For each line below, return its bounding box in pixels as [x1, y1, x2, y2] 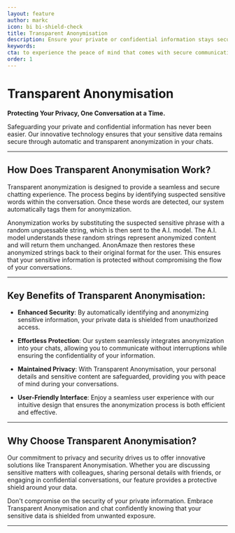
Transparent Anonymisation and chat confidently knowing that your [7, 504, 201, 513]
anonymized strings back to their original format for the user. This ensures [7, 248, 222, 256]
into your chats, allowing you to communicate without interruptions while [17, 344, 227, 353]
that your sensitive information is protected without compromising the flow [7, 256, 222, 264]
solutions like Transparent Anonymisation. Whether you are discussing [7, 461, 211, 469]
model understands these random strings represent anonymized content [7, 233, 217, 242]
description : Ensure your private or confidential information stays [7, 36, 215, 43]
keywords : [7, 43, 36, 50]
